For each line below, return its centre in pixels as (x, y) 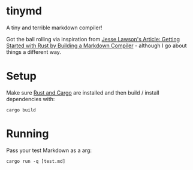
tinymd (24, 11)
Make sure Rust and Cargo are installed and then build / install (83, 92)
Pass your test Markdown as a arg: (49, 150)
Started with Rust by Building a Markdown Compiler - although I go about (96, 45)
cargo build (21, 110)
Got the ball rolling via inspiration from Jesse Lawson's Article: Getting (93, 39)
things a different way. (34, 51)
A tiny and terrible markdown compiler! (54, 28)
